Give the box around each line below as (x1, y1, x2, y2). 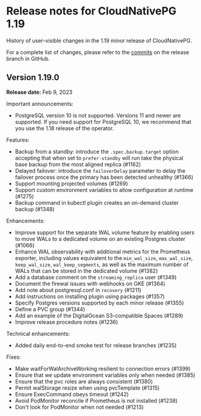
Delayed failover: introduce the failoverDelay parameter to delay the (14, 167, 186, 174)
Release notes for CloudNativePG (6, 4, 176, 18)
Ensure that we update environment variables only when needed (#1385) (14, 371, 196, 379)
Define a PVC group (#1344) (14, 305, 85, 312)
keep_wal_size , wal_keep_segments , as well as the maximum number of (14, 261, 189, 268)
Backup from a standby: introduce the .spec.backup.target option (14, 147, 179, 155)
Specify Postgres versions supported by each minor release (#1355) (14, 299, 184, 306)
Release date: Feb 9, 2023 (6, 88, 73, 96)
